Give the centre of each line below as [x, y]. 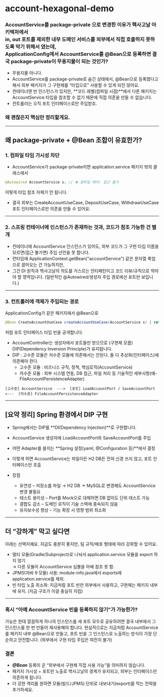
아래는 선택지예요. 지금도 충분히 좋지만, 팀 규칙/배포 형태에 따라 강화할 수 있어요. [81, 544]
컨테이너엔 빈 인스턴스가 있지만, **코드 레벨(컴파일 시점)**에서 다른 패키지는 [84, 92]
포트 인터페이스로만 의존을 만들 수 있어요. [51, 209]
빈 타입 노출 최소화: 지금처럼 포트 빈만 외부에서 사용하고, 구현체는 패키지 [80, 585]
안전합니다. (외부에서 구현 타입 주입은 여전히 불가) [65, 640]
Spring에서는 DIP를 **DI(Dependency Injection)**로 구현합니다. [74, 427]
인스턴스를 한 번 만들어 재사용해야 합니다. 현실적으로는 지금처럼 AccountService [82, 627]
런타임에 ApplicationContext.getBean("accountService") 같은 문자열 [79, 258]
